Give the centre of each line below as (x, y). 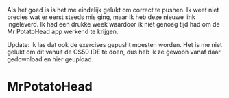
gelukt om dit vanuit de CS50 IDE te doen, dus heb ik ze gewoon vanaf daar (114, 52)
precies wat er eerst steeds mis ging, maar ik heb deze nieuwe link (101, 17)
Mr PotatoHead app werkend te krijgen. (63, 31)
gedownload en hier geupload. (50, 59)
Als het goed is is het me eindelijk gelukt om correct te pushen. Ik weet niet (113, 10)
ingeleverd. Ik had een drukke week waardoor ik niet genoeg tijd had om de (114, 24)
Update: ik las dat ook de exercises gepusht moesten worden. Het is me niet (115, 45)
